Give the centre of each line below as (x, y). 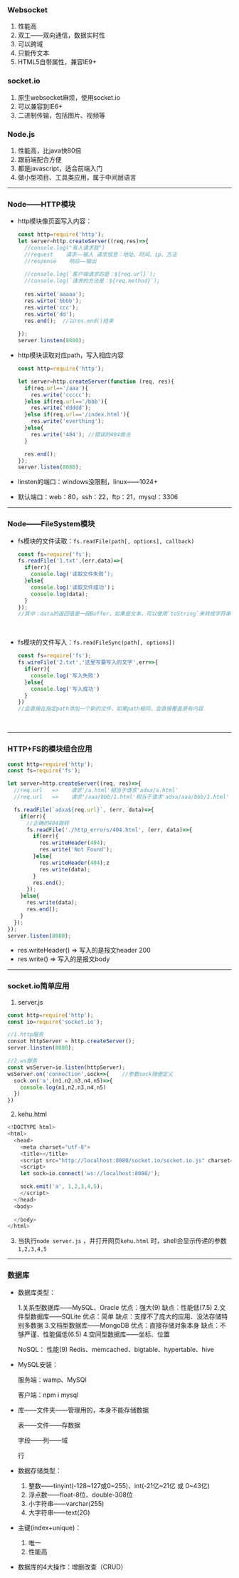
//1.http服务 (26, 1035)
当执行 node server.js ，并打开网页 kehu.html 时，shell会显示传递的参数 (122, 1241)
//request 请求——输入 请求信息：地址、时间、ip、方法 (101, 255)
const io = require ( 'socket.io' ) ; (55, 1022)
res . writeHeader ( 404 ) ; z (74, 863)
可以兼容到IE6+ (40, 106)
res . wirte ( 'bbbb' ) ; (53, 301)
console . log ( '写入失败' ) (65, 675)
